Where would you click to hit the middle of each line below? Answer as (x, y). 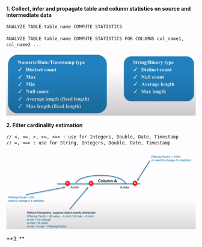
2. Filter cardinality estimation (44, 125)
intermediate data (29, 15)
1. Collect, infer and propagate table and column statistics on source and (99, 9)
